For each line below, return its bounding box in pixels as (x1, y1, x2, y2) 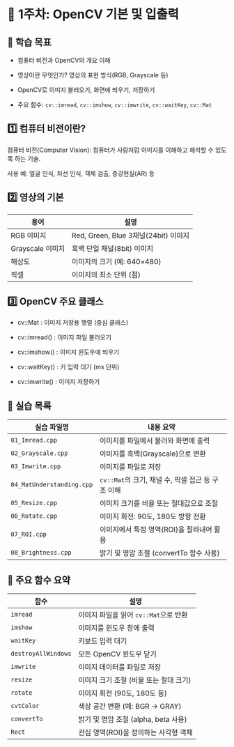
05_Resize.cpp (10, 499, 58, 507)
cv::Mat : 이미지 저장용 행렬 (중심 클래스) (17, 318, 129, 327)
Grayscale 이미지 (10, 243, 65, 253)
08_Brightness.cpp (10, 548, 72, 557)
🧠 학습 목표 (7, 36, 52, 48)
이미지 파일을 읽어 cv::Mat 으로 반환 (78, 610, 188, 620)
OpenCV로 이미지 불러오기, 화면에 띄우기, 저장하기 (17, 86, 155, 94)
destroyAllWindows (10, 649, 72, 658)
